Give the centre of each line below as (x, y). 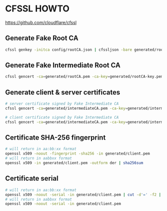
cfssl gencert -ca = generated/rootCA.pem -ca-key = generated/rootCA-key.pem (84, 77)
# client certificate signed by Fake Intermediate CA (62, 117)
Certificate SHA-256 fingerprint (55, 138)
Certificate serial (32, 178)
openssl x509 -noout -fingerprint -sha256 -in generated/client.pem (78, 154)
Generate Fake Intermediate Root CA (63, 65)
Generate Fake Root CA (42, 38)
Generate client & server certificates (63, 92)
